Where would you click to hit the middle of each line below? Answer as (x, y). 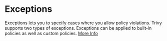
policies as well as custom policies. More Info (51, 33)
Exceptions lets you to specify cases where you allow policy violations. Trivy (83, 23)
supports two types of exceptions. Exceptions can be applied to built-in (78, 28)
